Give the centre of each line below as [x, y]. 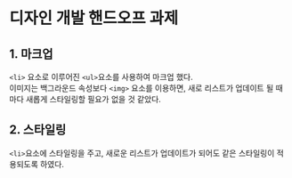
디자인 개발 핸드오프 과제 [94, 18]
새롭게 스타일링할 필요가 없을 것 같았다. [93, 99]
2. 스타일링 [38, 130]
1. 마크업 [31, 54]
